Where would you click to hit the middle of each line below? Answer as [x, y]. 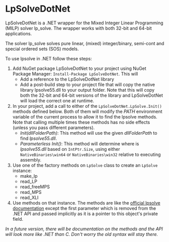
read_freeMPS [35, 187]
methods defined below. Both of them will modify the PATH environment [87, 111]
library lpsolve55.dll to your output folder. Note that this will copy [87, 90]
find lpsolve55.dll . [38, 138]
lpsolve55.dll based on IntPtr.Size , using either [70, 149]
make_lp [29, 176]
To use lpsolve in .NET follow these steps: [49, 58]
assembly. [31, 159]
